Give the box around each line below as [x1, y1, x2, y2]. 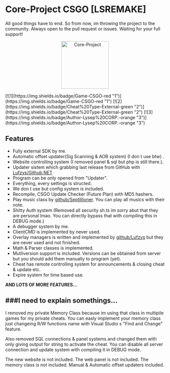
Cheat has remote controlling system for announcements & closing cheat [12, 261, 165, 267]
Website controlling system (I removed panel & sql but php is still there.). [12, 159, 164, 165]
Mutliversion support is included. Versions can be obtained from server [12, 250, 161, 256]
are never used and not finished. [12, 239, 80, 245]
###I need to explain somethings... [5, 296, 118, 305]
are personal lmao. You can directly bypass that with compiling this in [12, 212, 157, 218]
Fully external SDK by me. [12, 148, 67, 154]
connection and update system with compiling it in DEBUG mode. [5, 346, 141, 353]
